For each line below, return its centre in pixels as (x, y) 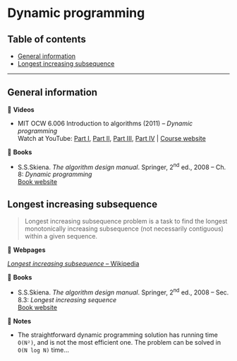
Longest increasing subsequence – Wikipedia (73, 264)
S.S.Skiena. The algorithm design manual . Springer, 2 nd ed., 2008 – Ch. (122, 166)
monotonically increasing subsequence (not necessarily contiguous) (124, 229)
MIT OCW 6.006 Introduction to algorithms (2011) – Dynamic (105, 123)
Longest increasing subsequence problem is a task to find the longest (126, 222)
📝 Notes (19, 321)
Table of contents (47, 39)
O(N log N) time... (43, 350)
